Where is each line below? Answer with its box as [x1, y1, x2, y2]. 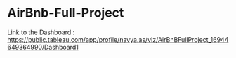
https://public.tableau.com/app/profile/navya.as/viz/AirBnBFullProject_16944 [7, 35, 229, 43]
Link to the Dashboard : [7, 28, 75, 36]
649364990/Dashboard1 [7, 43, 79, 51]
